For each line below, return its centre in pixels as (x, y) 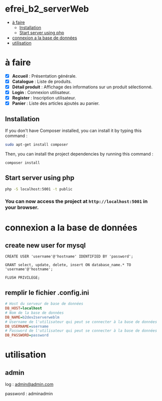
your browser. (22, 208)
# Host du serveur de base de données (44, 304)
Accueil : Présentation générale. (44, 76)
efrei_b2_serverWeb (47, 9)
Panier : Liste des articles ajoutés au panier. (56, 103)
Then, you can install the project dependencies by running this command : (79, 154)
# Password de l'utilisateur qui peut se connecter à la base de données (81, 331)
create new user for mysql (45, 245)
